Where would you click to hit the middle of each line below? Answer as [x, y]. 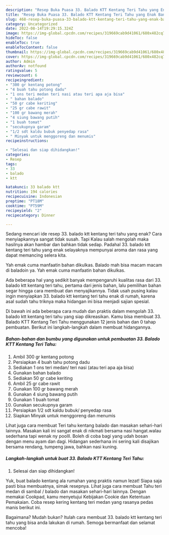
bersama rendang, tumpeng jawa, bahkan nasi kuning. [62, 447]
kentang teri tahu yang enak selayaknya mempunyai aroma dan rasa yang [82, 250]
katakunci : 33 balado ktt [33, 187]
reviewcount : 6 [22, 75]
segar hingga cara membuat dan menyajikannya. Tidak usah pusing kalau [81, 291]
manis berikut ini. [24, 508]
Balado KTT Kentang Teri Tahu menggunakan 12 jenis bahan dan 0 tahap [81, 322]
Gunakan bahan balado [37, 373]
